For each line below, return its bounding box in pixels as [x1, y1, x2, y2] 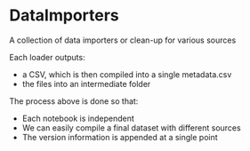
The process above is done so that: [9, 95, 139, 107]
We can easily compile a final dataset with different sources [21, 122, 242, 133]
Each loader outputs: [9, 52, 86, 62]
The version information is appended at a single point [21, 131, 218, 142]
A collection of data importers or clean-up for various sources [9, 35, 237, 45]
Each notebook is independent [21, 113, 135, 123]
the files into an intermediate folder [21, 78, 151, 89]
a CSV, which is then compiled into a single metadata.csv [21, 68, 232, 80]
